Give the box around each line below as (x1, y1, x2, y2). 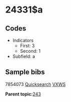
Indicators (12, 37, 34, 43)
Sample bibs (5, 68, 45, 76)
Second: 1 (20, 48, 41, 54)
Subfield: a (12, 53, 35, 59)
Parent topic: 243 (5, 91, 41, 97)
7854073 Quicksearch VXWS (5, 81, 66, 87)
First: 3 (20, 43, 35, 49)
